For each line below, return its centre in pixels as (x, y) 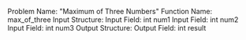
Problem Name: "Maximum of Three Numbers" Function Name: (110, 11)
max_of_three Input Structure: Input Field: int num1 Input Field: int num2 (123, 20)
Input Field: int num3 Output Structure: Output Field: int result (107, 28)
